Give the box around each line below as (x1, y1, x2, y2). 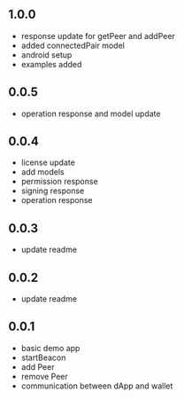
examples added (20, 59, 82, 69)
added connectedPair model (20, 40, 125, 51)
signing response (20, 185, 85, 196)
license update (20, 157, 76, 168)
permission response (20, 176, 98, 187)
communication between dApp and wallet (20, 380, 173, 391)
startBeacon (20, 352, 66, 363)
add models (20, 167, 65, 177)
